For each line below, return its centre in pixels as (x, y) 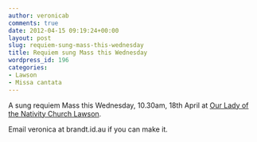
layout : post (30, 38)
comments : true (33, 23)
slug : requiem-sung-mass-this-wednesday (76, 45)
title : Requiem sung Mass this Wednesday (78, 53)
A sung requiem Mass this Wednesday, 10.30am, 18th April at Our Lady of (128, 105)
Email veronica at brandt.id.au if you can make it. (88, 129)
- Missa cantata (35, 82)
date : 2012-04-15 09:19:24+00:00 (64, 30)
